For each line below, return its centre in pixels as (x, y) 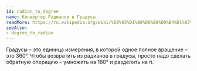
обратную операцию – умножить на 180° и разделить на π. (80, 62)
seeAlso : (17, 28)
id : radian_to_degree (33, 11)
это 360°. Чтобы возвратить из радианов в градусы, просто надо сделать (98, 56)
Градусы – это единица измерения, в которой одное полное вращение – (97, 49)
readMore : (18, 22)
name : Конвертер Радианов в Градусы (51, 17)
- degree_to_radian (30, 33)
